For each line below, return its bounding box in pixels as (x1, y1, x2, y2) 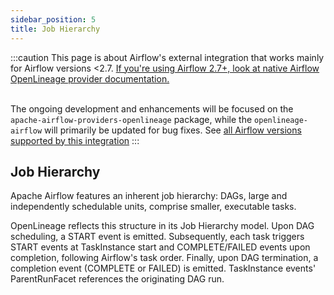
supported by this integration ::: (10, 134, 140, 146)
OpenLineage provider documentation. (10, 72, 170, 85)
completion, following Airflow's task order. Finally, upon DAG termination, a (10, 252, 319, 264)
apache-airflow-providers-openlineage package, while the (10, 113, 253, 125)
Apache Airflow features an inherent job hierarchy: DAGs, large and (10, 190, 288, 202)
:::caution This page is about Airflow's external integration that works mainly (10, 51, 325, 63)
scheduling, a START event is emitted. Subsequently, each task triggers (10, 231, 305, 243)
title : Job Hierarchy (10, 24, 101, 34)
